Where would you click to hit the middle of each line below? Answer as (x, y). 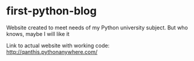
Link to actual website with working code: (58, 45)
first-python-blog (51, 11)
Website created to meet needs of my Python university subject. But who (97, 28)
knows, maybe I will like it (38, 33)
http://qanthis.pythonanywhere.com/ (52, 51)
